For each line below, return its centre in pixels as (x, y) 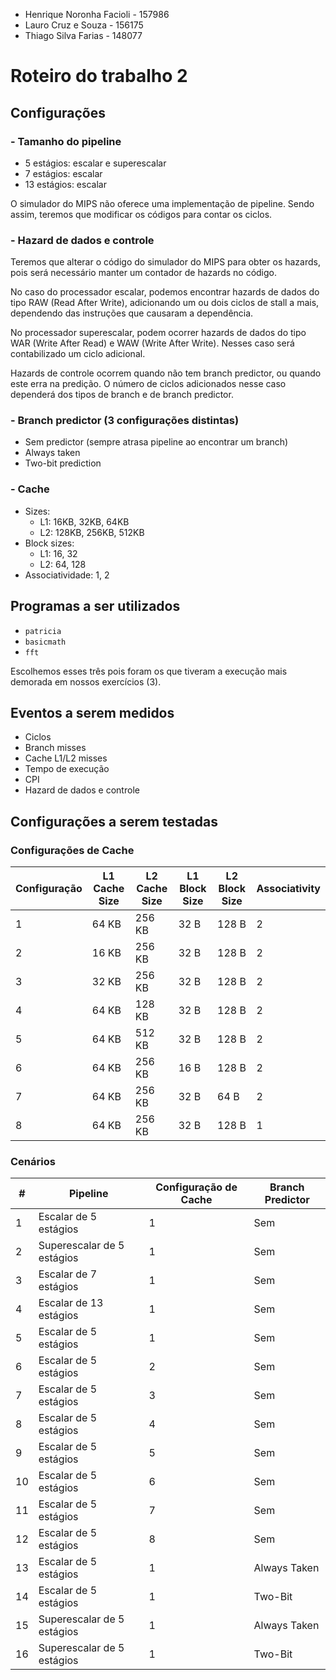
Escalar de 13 (71, 1303)
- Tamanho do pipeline (66, 141)
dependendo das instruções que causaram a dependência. (132, 313)
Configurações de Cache (72, 850)
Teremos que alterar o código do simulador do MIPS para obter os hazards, (165, 262)
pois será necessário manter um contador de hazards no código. (144, 273)
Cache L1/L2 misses (66, 758)
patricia (43, 631)
